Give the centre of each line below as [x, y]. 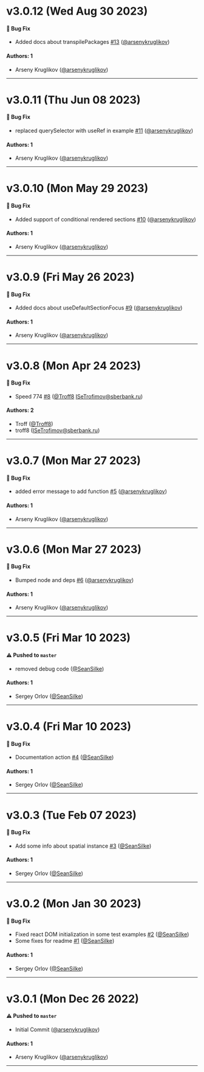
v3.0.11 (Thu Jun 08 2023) [73, 100]
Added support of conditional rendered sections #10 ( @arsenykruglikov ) [105, 219]
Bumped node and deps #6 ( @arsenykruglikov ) [74, 580]
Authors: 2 [20, 410]
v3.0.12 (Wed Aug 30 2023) [77, 11]
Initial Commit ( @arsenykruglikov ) [57, 1029]
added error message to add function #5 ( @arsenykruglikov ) [91, 491]
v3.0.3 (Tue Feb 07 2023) [71, 815]
